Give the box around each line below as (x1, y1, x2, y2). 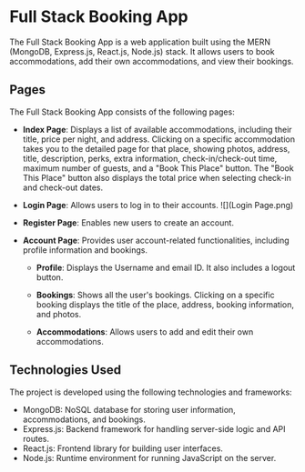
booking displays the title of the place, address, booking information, (36, 298, 294, 310)
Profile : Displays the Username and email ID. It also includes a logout (36, 262, 296, 273)
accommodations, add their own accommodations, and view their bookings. (9, 55, 294, 66)
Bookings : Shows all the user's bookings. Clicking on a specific (36, 289, 275, 300)
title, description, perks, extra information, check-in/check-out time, (22, 153, 278, 164)
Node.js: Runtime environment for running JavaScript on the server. (22, 452, 277, 463)
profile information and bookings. (22, 244, 148, 256)
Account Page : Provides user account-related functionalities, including (22, 235, 290, 246)
